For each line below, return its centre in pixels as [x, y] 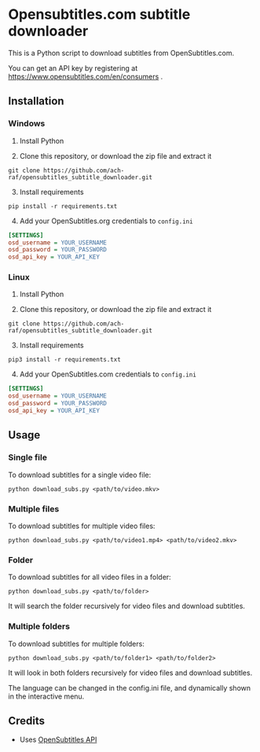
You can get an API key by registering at [73, 68]
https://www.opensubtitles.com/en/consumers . [86, 76]
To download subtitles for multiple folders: [77, 644]
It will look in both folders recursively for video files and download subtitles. [130, 673]
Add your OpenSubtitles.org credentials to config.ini [106, 221]
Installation [36, 101]
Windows [27, 123]
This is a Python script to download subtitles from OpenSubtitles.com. [121, 53]
